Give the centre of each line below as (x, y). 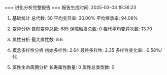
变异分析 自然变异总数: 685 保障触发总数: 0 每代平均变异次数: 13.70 (82, 29)
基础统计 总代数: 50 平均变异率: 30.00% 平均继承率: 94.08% (75, 18)
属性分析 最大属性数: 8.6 (37, 40)
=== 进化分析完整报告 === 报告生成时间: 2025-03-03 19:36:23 (71, 7)
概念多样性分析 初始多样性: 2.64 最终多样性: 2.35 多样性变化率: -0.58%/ (87, 50)
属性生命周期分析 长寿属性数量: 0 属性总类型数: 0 (63, 67)
